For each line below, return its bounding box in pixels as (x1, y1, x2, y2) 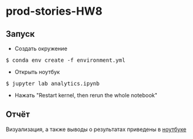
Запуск (6, 29, 35, 39)
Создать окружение (14, 45, 68, 52)
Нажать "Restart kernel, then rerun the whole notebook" (14, 92, 157, 99)
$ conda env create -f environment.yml (6, 57, 126, 64)
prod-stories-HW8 (6, 4, 102, 18)
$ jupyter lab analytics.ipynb (6, 80, 100, 87)
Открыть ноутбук (14, 69, 60, 75)
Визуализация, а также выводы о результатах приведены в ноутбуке (6, 126, 187, 133)
